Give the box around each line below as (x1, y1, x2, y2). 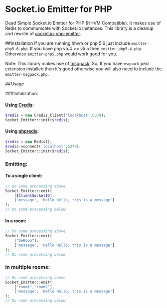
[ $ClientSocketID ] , (14, 193, 55, 198)
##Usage (5, 81, 24, 87)
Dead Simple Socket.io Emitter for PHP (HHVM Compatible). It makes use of (5, 20, 161, 26)
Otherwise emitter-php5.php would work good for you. (5, 51, 117, 57)
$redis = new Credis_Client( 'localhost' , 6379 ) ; (5, 113, 106, 118)
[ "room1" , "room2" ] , (14, 284, 55, 290)
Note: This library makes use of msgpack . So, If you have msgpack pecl (5, 60, 150, 66)
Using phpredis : (5, 128, 39, 134)
